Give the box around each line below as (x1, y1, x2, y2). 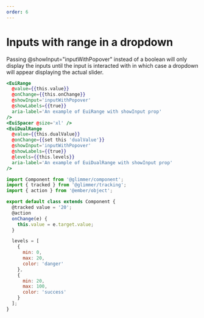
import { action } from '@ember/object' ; (6, 187, 113, 194)
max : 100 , (22, 283, 47, 290)
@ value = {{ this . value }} (12, 86, 69, 92)
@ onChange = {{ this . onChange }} (12, 92, 86, 98)
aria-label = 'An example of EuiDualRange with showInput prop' (12, 159, 173, 165)
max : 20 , (22, 255, 45, 261)
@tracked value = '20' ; (12, 204, 72, 211)
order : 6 (6, 9, 29, 15)
